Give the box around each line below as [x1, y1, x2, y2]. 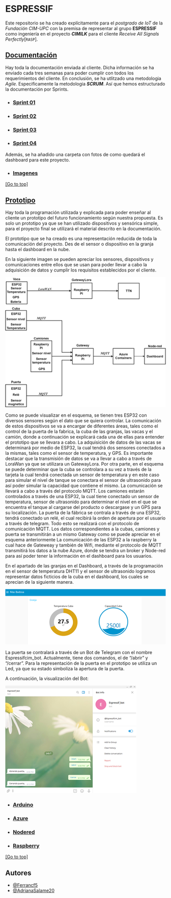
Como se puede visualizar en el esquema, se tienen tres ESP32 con [5, 412, 147, 418]
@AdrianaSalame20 [12, 887, 55, 894]
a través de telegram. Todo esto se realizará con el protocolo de [5, 521, 139, 527]
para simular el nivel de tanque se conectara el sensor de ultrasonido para [5, 477, 161, 483]
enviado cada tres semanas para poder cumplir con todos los [5, 70, 134, 76]
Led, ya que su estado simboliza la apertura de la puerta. [5, 666, 125, 672]
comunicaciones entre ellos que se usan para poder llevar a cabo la [5, 261, 148, 267]
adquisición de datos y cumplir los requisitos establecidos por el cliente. [5, 267, 157, 273]
